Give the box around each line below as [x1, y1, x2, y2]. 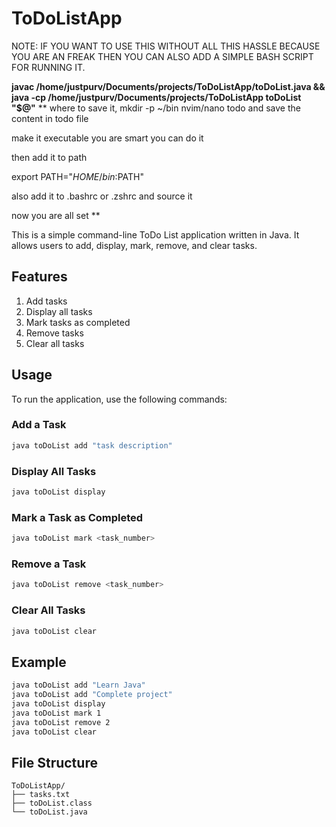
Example [11, 653, 67, 671]
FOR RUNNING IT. [11, 61, 86, 73]
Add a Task [11, 418, 67, 432]
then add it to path [11, 151, 88, 163]
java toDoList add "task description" [11, 440, 173, 451]
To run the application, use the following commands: [11, 393, 228, 405]
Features [11, 268, 68, 286]
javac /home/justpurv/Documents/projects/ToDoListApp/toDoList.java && [11, 80, 326, 92]
